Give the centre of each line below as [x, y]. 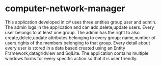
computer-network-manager [65, 9]
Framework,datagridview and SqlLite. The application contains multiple [77, 53]
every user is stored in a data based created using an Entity [65, 48]
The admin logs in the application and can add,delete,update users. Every [80, 27]
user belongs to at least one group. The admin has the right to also [72, 32]
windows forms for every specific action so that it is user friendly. [71, 58]
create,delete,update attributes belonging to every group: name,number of [80, 38]
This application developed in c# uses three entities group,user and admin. [81, 22]
